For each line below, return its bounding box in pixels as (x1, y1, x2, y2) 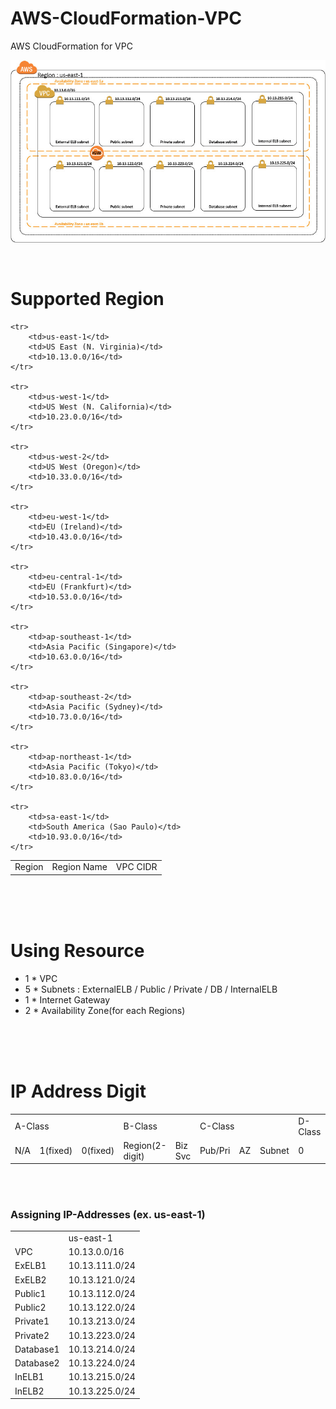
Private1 (14, 1315, 50, 1327)
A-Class (14, 1120, 50, 1132)
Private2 (14, 1329, 50, 1341)
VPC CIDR (115, 861, 158, 873)
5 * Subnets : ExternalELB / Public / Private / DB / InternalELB (24, 983, 278, 995)
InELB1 (14, 1371, 45, 1383)
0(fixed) (81, 1145, 115, 1157)
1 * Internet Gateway (24, 993, 111, 1006)
